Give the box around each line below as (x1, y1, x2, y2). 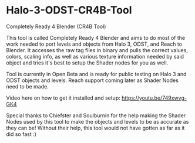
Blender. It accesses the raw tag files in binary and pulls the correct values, (6, 46, 188, 53)
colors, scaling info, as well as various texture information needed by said (6, 53, 184, 60)
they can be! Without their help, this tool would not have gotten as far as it (6, 124, 185, 131)
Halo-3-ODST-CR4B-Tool (6, 4, 132, 17)
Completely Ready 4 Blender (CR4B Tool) (6, 23, 106, 30)
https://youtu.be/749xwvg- (121, 94, 187, 101)
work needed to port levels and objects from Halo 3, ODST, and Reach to (6, 40, 183, 47)
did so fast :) (6, 130, 37, 138)
